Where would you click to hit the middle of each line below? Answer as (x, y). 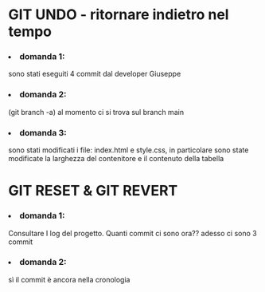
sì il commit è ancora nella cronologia (69, 279)
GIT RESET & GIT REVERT (93, 191)
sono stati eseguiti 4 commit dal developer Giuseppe (95, 74)
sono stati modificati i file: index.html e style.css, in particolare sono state (129, 150)
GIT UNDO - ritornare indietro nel (119, 15)
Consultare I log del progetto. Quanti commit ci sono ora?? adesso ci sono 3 (132, 233)
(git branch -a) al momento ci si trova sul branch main (96, 112)
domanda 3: (43, 132)
